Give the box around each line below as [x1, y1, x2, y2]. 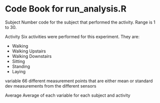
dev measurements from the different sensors [5, 83, 97, 89]
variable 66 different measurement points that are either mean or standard [5, 78, 153, 84]
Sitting [12, 58, 25, 64]
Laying [12, 68, 26, 74]
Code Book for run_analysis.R [5, 3, 127, 14]
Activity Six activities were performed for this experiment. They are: [5, 34, 140, 39]
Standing [12, 64, 30, 69]
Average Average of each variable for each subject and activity [5, 92, 131, 98]
